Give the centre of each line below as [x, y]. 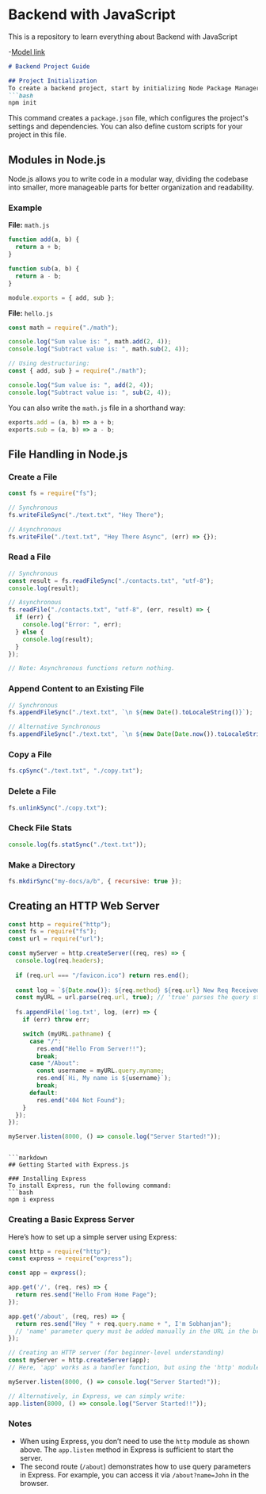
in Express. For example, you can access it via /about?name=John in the [134, 1475]
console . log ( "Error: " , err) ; [72, 625]
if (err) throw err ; [56, 1020]
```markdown [28, 1158]
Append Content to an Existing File [76, 689]
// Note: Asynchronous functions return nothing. [92, 668]
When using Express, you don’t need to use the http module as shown [135, 1441]
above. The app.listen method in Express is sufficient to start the [127, 1450]
